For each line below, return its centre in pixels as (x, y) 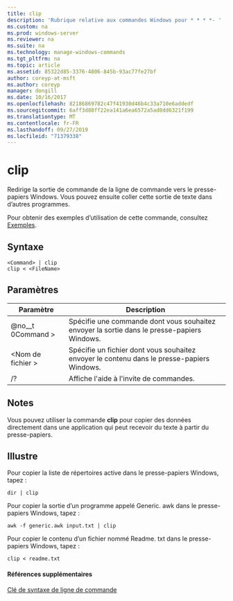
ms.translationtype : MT (42, 116)
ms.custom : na (28, 26)
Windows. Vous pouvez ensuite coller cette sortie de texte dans (121, 197)
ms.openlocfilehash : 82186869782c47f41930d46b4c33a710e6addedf (101, 104)
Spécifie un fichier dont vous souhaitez (132, 349)
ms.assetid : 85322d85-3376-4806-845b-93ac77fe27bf (82, 71)
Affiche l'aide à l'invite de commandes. (132, 378)
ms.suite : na (26, 46)
